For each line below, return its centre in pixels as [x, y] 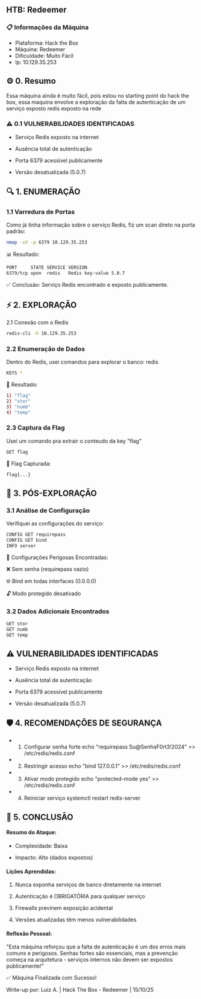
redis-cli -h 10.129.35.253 [42, 333]
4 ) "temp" [19, 412]
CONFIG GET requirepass [36, 535]
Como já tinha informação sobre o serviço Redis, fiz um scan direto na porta [101, 225]
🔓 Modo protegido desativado [44, 593]
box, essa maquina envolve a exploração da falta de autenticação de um [96, 102]
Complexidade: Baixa [41, 845]
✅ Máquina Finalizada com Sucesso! [52, 978]
